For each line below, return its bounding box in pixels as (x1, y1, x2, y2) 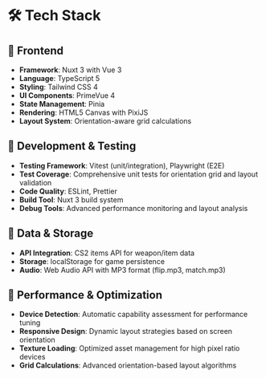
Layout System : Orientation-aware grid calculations (18, 116, 192, 125)
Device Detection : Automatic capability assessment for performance (18, 310, 248, 319)
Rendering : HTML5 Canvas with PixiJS (18, 108, 149, 117)
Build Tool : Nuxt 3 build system (18, 194, 124, 205)
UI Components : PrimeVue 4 (18, 91, 116, 100)
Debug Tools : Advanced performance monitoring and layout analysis (18, 203, 248, 213)
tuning (18, 318, 41, 327)
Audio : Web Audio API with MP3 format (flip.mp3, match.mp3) (18, 265, 226, 274)
